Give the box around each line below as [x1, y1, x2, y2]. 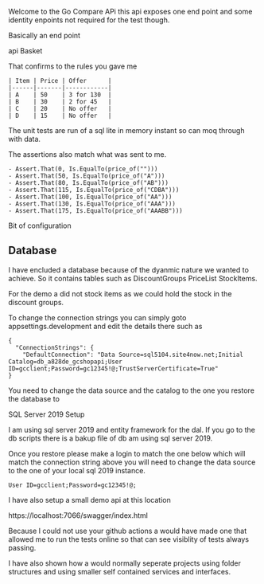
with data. [8, 135, 41, 143]
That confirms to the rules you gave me [8, 61, 138, 71]
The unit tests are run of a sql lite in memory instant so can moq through [8, 126, 245, 135]
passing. [8, 543, 37, 552]
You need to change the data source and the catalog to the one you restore [8, 386, 254, 395]
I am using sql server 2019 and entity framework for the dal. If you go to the [8, 425, 256, 434]
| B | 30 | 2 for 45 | [8, 98, 112, 106]
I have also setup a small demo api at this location [8, 495, 171, 504]
